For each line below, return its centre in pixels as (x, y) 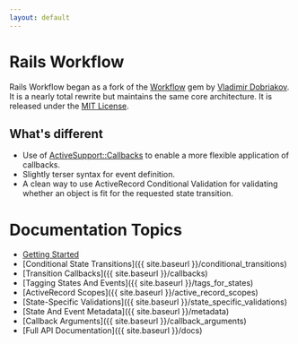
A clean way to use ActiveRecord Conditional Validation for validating (150, 184)
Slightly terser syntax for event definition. (98, 175)
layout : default (39, 17)
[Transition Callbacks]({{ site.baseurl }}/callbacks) (115, 273)
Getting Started (50, 254)
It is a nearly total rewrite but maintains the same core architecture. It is (140, 96)
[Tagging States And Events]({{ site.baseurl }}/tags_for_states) (138, 283)
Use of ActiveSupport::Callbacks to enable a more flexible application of (156, 155)
